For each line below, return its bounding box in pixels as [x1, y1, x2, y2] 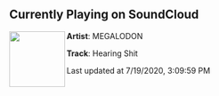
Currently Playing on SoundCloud [9, 7, 199, 22]
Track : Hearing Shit [66, 48, 138, 59]
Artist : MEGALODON [66, 30, 143, 41]
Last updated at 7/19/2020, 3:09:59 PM [66, 65, 211, 76]
